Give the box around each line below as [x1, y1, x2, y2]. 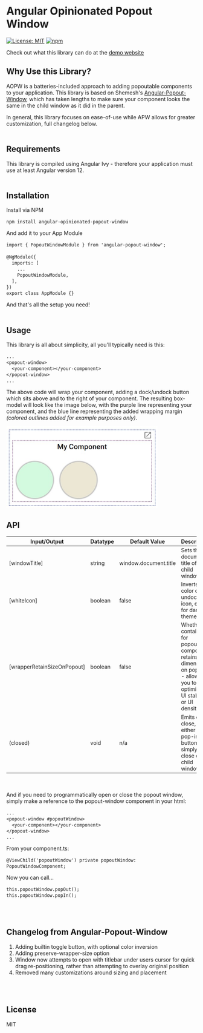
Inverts [181, 581, 198, 588]
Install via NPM [6, 206, 43, 214]
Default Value [129, 538, 165, 545]
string [90, 559, 105, 567]
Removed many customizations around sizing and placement [14, 969, 167, 976]
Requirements [6, 144, 60, 154]
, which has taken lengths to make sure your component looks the [26, 95, 190, 102]
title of [181, 559, 198, 567]
